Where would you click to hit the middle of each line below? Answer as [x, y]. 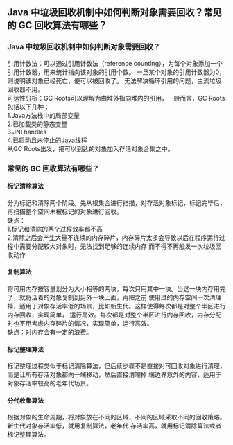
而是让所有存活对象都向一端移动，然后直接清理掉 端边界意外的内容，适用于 [114, 375]
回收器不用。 [25, 89]
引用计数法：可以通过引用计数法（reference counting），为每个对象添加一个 [115, 63]
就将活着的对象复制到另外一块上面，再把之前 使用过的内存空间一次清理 [120, 297]
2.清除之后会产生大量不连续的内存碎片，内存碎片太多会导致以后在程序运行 [113, 237]
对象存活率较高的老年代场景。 [50, 383]
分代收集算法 [25, 400]
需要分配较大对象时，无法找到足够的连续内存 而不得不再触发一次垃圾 [117, 246]
